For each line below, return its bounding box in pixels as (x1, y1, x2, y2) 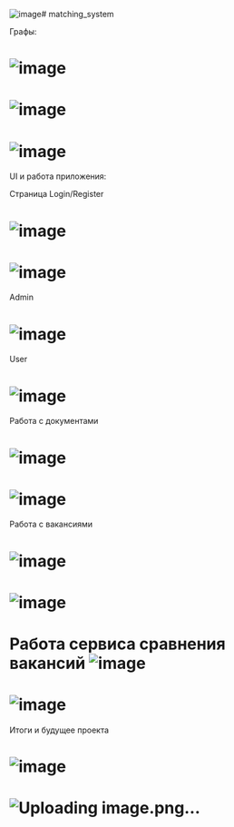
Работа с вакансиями (9, 518, 93, 530)
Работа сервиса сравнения (9, 634, 226, 654)
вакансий (9, 654, 86, 674)
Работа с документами (9, 416, 99, 427)
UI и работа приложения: (9, 171, 107, 182)
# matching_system (41, 9, 115, 19)
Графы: (9, 26, 37, 36)
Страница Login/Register (9, 189, 104, 200)
